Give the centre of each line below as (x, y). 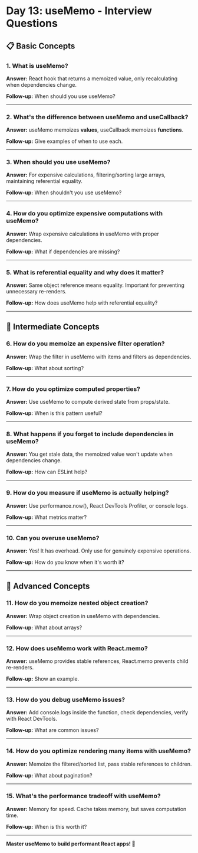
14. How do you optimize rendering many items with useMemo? (99, 751)
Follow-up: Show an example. (43, 679)
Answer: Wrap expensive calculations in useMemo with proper (82, 234)
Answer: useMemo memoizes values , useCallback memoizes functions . (95, 130)
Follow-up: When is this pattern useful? (55, 413)
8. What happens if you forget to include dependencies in (90, 434)
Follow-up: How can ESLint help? (47, 472)
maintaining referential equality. (44, 181)
